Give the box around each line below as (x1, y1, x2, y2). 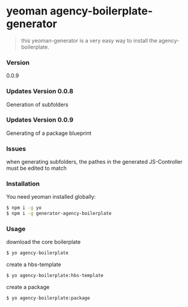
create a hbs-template (6, 261, 61, 268)
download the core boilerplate (6, 238, 81, 246)
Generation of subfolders (6, 101, 69, 108)
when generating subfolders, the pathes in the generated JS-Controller (6, 158, 183, 166)
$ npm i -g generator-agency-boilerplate (6, 211, 112, 217)
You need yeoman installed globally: (6, 193, 96, 200)
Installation (6, 179, 40, 188)
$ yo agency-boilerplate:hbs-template (6, 273, 104, 279)
